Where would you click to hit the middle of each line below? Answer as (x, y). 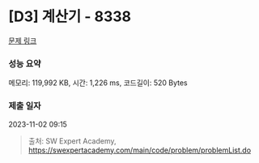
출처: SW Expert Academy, (72, 141)
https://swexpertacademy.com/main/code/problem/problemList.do (140, 150)
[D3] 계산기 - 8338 (70, 17)
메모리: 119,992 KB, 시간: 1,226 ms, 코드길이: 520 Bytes (98, 83)
